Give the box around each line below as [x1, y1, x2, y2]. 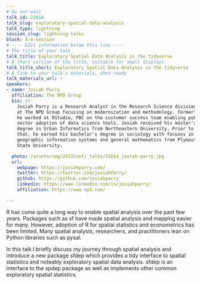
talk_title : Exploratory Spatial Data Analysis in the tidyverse [6, 53, 172, 59]
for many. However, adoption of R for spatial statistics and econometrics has [6, 221, 194, 228]
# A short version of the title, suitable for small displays [6, 59, 165, 65]
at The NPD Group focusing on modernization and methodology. [17, 109, 175, 115]
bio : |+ [11, 98, 31, 104]
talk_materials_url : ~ [6, 75, 63, 81]
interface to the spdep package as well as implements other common [6, 264, 177, 271]
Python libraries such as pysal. [6, 234, 82, 241]
